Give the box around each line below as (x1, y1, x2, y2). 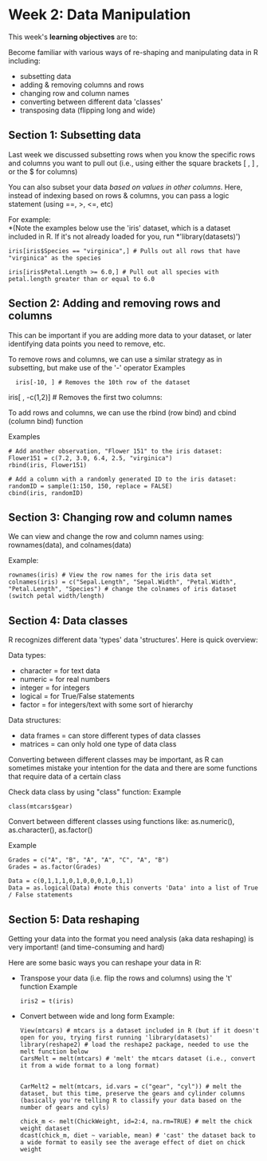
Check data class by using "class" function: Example (8, 787, 182, 797)
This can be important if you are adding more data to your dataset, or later (8, 330, 252, 340)
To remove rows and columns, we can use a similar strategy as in (8, 354, 223, 364)
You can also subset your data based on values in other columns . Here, (8, 182, 243, 192)
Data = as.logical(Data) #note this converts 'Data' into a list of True (8, 884, 259, 892)
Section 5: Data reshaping (8, 913, 140, 926)
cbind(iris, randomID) (8, 489, 84, 497)
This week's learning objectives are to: (8, 32, 138, 42)
